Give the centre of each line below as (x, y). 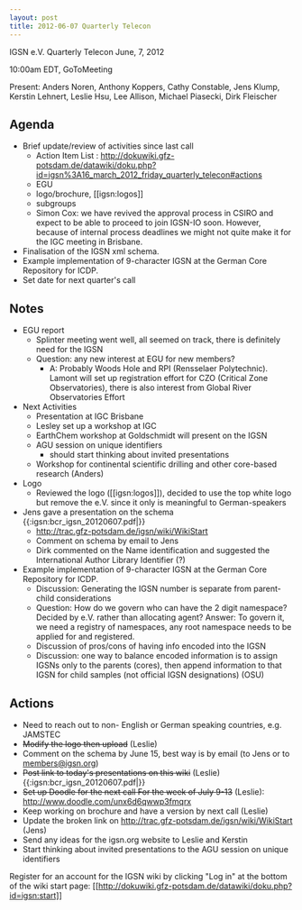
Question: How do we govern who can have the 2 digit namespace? (161, 608)
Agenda (32, 124)
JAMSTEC (41, 734)
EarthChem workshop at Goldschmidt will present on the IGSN (151, 436)
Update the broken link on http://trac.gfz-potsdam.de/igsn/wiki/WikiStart (157, 820)
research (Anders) (70, 474)
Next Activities (50, 407)
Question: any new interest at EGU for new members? (136, 359)
